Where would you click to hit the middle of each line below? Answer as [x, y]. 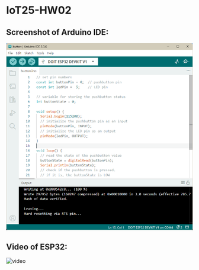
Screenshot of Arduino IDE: [57, 32]
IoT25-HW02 [39, 10]
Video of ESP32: [37, 247]
